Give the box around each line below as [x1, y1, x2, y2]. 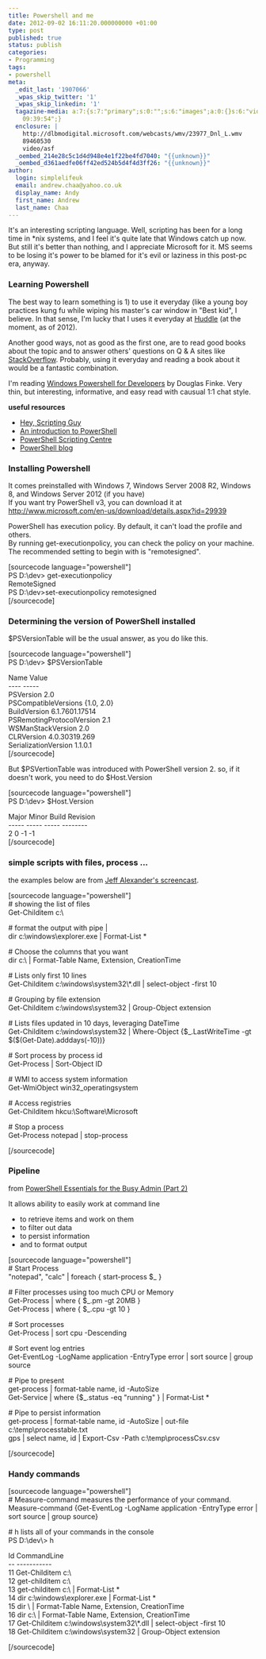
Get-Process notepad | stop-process [8, 1130, 128, 1140]
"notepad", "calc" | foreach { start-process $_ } [8, 1271, 162, 1281]
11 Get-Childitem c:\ [8, 1568, 71, 1577]
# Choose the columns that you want [8, 947, 129, 956]
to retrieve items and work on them [19, 1214, 135, 1224]
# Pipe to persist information [8, 1407, 101, 1418]
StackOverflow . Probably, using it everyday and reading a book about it [8, 354, 240, 364]
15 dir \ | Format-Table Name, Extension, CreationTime [8, 1602, 184, 1611]
